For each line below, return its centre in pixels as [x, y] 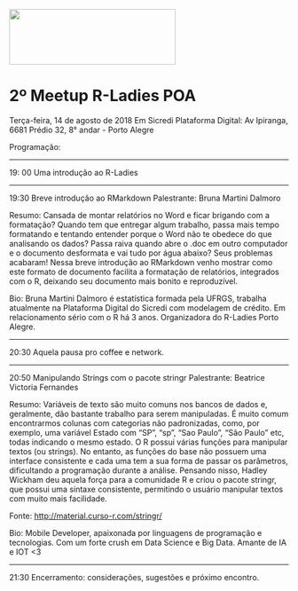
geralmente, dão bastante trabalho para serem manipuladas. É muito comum [149, 414]
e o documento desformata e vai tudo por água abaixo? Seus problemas [141, 253]
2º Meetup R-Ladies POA [103, 96]
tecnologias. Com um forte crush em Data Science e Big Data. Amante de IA [148, 542]
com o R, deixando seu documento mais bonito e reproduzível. [123, 281]
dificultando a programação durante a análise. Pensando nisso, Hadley [138, 470]
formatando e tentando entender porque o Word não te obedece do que [141, 233]
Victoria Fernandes [44, 387]
